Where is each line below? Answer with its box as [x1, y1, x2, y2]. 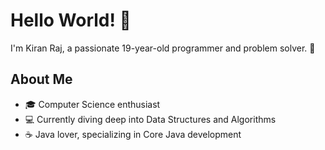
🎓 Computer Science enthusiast [24, 98, 161, 110]
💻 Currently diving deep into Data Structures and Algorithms [24, 113, 277, 125]
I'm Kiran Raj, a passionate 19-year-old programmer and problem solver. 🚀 [10, 42, 316, 54]
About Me [10, 71, 73, 88]
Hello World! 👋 [10, 9, 132, 32]
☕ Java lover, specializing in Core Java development [24, 128, 242, 140]
